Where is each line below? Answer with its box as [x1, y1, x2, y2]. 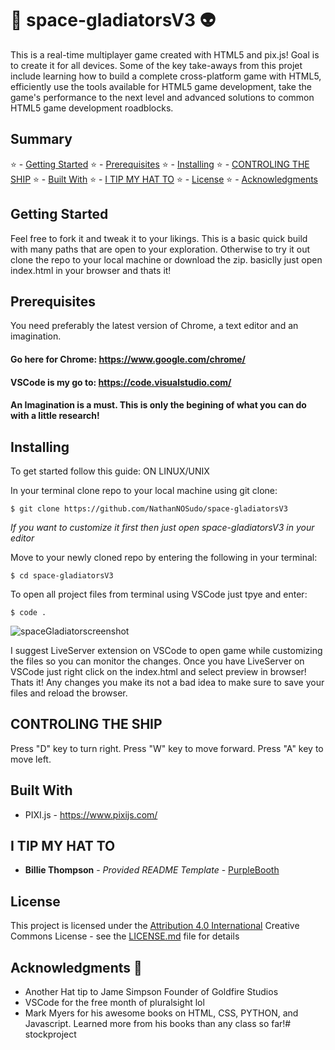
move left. [10, 753, 52, 765]
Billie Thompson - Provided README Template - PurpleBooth [24, 864, 280, 876]
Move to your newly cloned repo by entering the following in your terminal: [10, 551, 318, 563]
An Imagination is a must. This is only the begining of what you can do [10, 399, 307, 411]
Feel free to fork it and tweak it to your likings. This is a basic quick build [10, 232, 308, 244]
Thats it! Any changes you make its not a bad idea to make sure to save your [10, 676, 325, 688]
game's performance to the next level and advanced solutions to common [10, 91, 315, 103]
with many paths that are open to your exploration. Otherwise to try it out [10, 243, 311, 255]
